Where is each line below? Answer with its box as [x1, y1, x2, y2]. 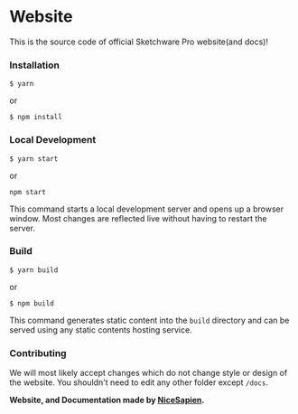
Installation [9, 59, 61, 71]
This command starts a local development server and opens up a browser [9, 203, 284, 214]
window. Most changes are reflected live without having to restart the [9, 212, 267, 223]
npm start [9, 187, 47, 196]
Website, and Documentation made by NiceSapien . [9, 395, 205, 406]
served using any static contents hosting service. [9, 324, 192, 335]
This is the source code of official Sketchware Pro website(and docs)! [9, 36, 269, 47]
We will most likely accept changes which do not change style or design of [9, 368, 288, 379]
